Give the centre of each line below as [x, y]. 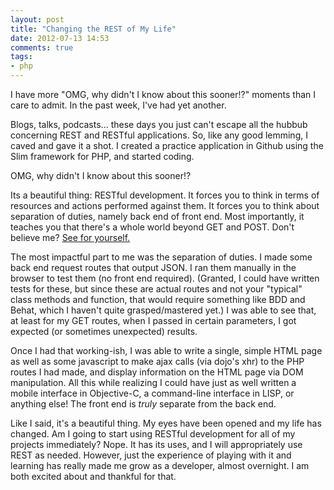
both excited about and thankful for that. [93, 476]
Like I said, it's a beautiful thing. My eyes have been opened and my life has [166, 423]
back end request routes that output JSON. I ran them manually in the [153, 267]
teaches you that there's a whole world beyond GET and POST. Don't [152, 227]
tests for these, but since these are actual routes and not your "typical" [156, 289]
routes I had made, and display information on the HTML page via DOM [157, 372]
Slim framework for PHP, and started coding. [102, 156]
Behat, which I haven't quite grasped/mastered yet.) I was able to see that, [163, 310]
